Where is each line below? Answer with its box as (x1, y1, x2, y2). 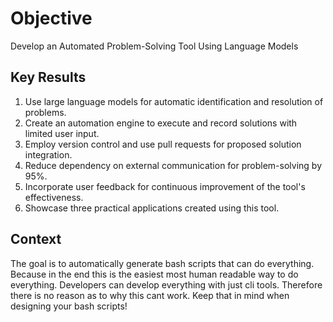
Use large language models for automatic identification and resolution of (24, 95, 324, 107)
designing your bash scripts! (10, 300, 128, 312)
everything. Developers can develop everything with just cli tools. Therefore (10, 278, 323, 291)
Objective (10, 7, 93, 30)
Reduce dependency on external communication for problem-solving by (24, 159, 323, 171)
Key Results (10, 69, 87, 86)
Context (10, 231, 62, 248)
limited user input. (24, 127, 100, 139)
